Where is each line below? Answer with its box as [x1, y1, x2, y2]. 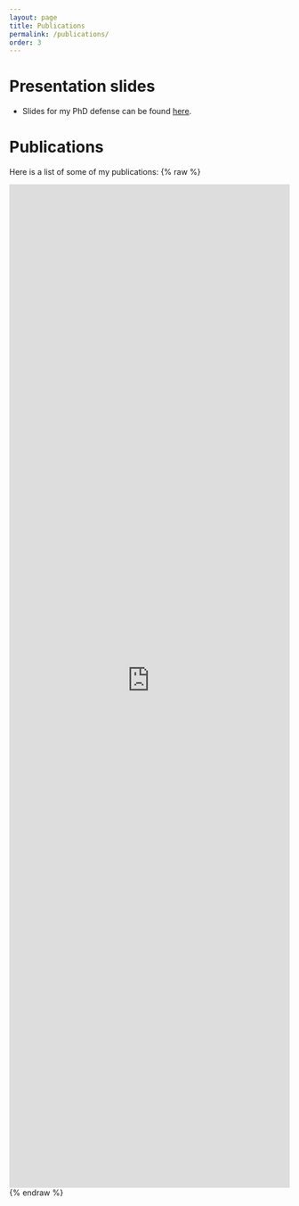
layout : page [9, 12, 58, 22]
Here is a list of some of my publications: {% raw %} [9, 167, 202, 178]
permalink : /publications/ [9, 29, 109, 38]
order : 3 [9, 37, 42, 47]
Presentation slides [9, 77, 156, 96]
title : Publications [9, 21, 86, 30]
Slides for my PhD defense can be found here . [21, 106, 192, 117]
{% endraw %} [9, 1187, 64, 1198]
